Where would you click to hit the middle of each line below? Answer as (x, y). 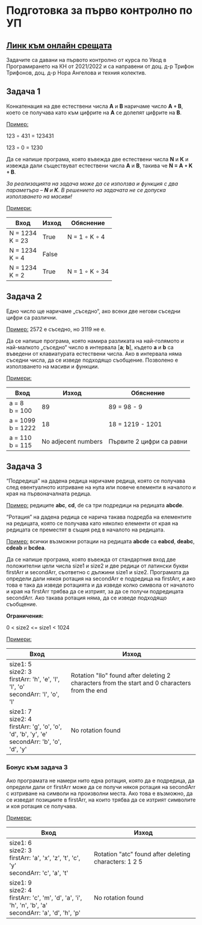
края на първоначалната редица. (49, 493)
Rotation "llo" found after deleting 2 (121, 676)
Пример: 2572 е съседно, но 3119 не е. (56, 329)
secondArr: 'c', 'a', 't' (39, 873)
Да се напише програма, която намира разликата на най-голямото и (95, 341)
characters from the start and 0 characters (131, 683)
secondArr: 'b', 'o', (35, 742)
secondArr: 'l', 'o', (34, 695)
